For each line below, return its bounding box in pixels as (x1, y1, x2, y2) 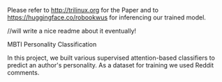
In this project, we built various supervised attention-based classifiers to (7, 54, 215, 62)
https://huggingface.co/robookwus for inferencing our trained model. (7, 13, 206, 22)
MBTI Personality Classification (7, 40, 97, 48)
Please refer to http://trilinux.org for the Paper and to (7, 6, 159, 14)
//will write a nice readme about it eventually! (7, 27, 137, 35)
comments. (7, 69, 40, 76)
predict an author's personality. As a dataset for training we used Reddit (7, 61, 214, 69)
